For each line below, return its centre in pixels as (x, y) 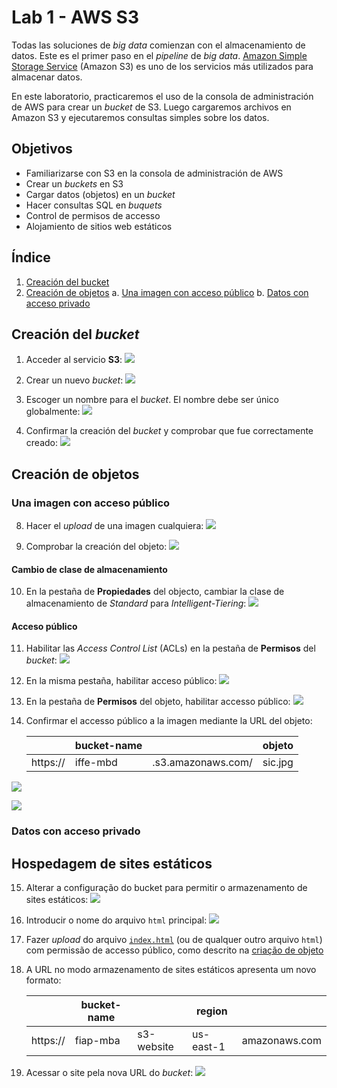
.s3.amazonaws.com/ (202, 763)
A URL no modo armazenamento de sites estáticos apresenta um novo (171, 970)
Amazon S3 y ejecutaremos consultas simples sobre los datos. (140, 117)
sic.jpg (278, 763)
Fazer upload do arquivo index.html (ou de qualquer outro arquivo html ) (174, 940)
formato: (43, 980)
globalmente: (53, 412)
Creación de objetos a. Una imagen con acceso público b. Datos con (167, 292)
